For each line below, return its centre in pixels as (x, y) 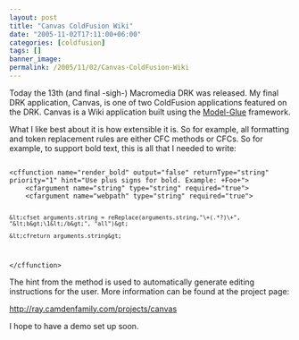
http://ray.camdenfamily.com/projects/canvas (93, 309)
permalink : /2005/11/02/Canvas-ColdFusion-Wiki (100, 68)
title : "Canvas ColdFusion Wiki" (71, 26)
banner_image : (36, 59)
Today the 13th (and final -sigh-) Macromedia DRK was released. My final (144, 93)
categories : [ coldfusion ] (57, 42)
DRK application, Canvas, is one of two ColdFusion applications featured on (148, 102)
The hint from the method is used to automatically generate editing (132, 282)
